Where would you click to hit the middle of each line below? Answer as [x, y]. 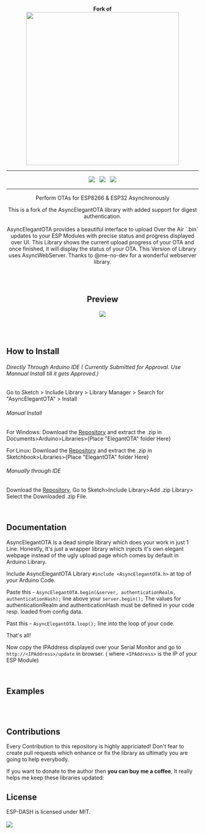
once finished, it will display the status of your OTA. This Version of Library [103, 249]
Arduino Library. [27, 562]
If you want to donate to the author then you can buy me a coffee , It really [99, 772]
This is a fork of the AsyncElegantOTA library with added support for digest [103, 210]
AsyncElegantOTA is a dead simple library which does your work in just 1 [98, 542]
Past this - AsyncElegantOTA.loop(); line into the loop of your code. [91, 623]
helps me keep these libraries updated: [56, 778]
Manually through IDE [34, 471]
